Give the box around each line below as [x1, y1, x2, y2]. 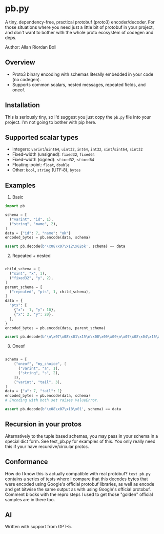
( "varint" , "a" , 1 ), [18, 366, 60, 371]
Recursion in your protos [5, 420, 82, 428]
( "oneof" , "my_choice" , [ [14, 362, 67, 366]
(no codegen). [12, 76, 41, 82]
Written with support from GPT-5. [5, 524, 72, 530]
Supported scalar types [5, 133, 79, 142]
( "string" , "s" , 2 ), [18, 370, 60, 375]
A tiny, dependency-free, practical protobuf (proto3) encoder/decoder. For [5, 19, 155, 25]
